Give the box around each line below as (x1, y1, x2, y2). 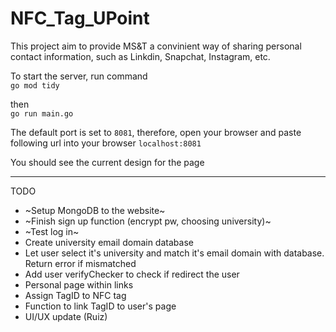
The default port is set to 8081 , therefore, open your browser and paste (10, 126, 302, 138)
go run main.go (10, 108, 74, 119)
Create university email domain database (24, 236, 194, 248)
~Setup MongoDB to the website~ (24, 204, 166, 216)
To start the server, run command (10, 70, 148, 82)
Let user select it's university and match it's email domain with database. (24, 247, 325, 259)
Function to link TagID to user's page (24, 300, 177, 312)
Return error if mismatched (24, 257, 137, 269)
